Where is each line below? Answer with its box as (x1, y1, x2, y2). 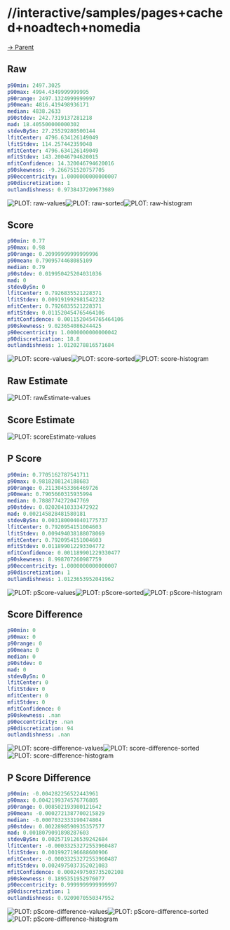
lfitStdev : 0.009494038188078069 (7, 530, 105, 537)
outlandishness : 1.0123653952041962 (7, 575, 114, 582)
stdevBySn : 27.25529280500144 (7, 128, 96, 135)
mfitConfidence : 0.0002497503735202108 (7, 868, 124, 875)
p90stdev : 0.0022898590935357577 (7, 823, 105, 830)
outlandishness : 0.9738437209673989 (7, 186, 114, 193)
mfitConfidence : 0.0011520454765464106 (7, 315, 124, 323)
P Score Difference (7, 772, 91, 784)
